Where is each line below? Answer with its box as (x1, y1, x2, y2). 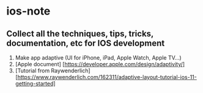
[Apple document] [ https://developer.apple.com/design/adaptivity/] (15, 61, 185, 67)
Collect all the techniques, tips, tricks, (6, 29, 154, 39)
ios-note (6, 4, 51, 18)
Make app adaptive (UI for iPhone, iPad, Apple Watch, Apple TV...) (15, 54, 182, 61)
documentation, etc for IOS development (6, 38, 165, 48)
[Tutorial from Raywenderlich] (15, 67, 90, 74)
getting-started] (15, 80, 56, 87)
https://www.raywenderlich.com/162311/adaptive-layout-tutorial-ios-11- (17, 74, 197, 80)
